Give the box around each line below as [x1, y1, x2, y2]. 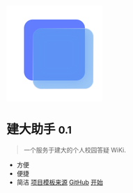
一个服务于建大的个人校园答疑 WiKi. [23, 146, 126, 154]
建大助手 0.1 [6, 121, 72, 137]
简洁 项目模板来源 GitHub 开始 [16, 178, 104, 186]
